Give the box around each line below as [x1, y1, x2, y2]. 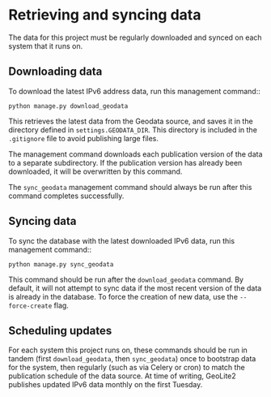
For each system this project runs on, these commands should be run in [8, 345, 248, 355]
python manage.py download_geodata [8, 101, 129, 110]
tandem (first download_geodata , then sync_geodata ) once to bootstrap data [8, 354, 256, 364]
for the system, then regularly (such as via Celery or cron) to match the [8, 363, 245, 373]
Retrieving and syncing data [8, 6, 201, 24]
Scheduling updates [8, 323, 112, 338]
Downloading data [8, 65, 103, 79]
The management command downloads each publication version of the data [8, 149, 263, 159]
